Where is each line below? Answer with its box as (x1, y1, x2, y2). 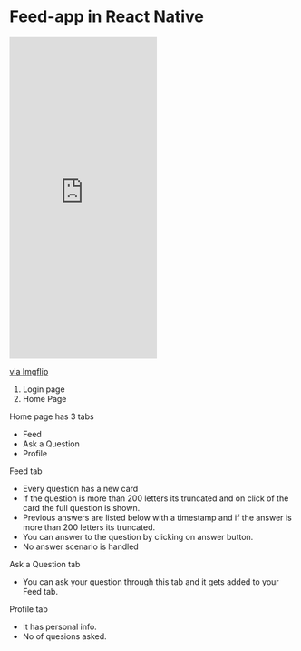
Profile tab (9, 603, 48, 615)
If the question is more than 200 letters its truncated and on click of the (22, 493, 289, 504)
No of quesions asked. (22, 630, 107, 642)
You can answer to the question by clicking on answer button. (22, 531, 254, 542)
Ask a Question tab (9, 558, 81, 569)
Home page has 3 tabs (9, 411, 94, 422)
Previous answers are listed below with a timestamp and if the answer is (22, 512, 292, 523)
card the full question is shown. (22, 502, 141, 513)
